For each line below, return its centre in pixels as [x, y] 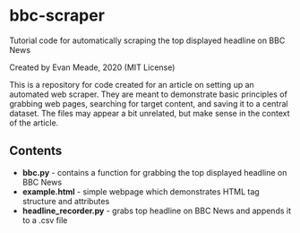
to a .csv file [45, 220]
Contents [36, 151]
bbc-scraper [57, 16]
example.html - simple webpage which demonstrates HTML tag [141, 191]
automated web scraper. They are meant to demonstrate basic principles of [149, 94]
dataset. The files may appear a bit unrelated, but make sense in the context [150, 113]
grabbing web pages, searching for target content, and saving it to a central [149, 103]
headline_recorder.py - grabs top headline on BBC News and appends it [157, 211]
